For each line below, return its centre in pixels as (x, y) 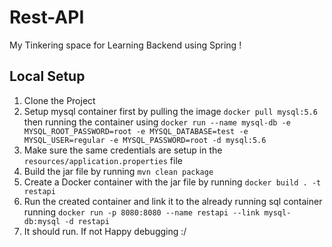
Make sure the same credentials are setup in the (123, 150)
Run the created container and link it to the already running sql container (173, 201)
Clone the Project (59, 100)
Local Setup (47, 76)
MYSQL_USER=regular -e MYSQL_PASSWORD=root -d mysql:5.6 (145, 140)
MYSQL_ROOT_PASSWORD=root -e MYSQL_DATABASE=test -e (136, 131)
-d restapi (87, 221)
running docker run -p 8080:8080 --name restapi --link (142, 212)
